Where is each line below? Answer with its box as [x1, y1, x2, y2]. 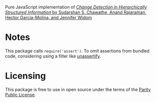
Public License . [5, 92, 36, 98]
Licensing [5, 71, 46, 81]
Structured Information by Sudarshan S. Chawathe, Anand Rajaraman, [5, 9, 147, 15]
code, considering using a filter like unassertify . [5, 53, 102, 59]
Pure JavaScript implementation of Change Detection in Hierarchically [5, 4, 147, 10]
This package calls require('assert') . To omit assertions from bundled [5, 48, 150, 53]
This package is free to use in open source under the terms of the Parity [5, 86, 151, 92]
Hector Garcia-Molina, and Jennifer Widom [5, 15, 92, 20]
